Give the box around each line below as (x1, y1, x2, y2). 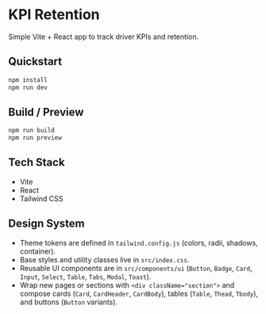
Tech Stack (8, 156, 65, 169)
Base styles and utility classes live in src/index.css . (19, 254, 190, 264)
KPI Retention (8, 6, 101, 24)
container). (19, 246, 56, 256)
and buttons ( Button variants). (19, 297, 118, 307)
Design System (8, 217, 85, 231)
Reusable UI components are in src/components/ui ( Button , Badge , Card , (19, 263, 253, 273)
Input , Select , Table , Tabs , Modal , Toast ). (19, 272, 152, 281)
